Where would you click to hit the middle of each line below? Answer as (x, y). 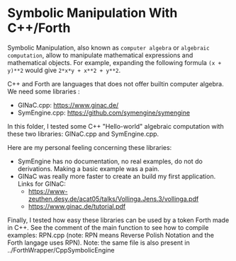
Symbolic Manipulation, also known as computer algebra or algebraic (109, 47)
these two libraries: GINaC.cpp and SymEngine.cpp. (83, 134)
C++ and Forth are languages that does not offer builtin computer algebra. (116, 83)
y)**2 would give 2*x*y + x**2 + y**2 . (64, 70)
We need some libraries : (44, 91)
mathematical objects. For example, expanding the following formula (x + (114, 62)
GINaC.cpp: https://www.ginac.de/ (68, 105)
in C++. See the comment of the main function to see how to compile (108, 227)
